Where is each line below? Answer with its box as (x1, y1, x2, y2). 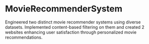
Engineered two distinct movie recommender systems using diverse (5, 19, 141, 25)
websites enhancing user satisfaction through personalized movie (5, 29, 137, 35)
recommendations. (5, 34, 43, 40)
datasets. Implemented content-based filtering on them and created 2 (5, 24, 145, 30)
